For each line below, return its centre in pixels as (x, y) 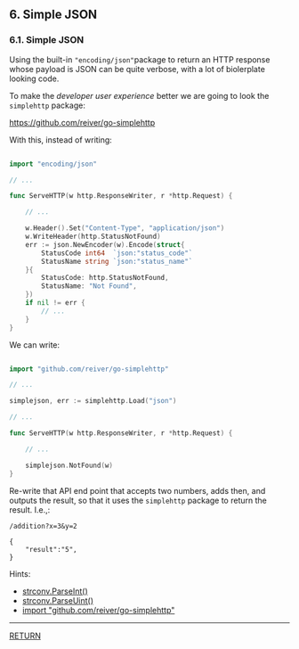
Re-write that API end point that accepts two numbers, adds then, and (137, 490)
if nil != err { (56, 303)
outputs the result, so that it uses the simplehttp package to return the (138, 500)
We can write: (35, 345)
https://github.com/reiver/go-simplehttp (82, 122)
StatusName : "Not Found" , (89, 286)
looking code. (34, 78)
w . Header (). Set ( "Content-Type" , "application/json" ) (125, 228)
